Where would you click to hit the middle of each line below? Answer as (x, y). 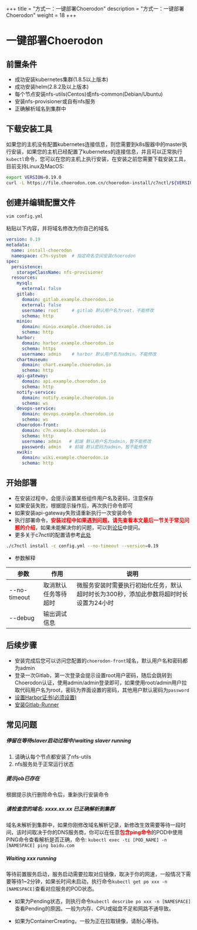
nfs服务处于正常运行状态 (44, 764)
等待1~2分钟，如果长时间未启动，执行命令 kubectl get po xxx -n (89, 881)
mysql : (25, 283)
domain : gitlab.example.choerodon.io (68, 299)
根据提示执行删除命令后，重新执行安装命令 (57, 794)
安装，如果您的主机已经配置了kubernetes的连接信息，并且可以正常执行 (97, 151)
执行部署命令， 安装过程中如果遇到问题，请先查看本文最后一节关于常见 (99, 520)
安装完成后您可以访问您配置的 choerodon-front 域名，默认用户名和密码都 (101, 660)
